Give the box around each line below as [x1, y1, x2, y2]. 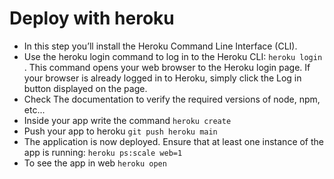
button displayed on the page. [23, 82, 148, 94]
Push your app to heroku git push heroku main [23, 125, 218, 137]
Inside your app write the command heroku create [23, 114, 232, 126]
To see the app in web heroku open [23, 157, 167, 169]
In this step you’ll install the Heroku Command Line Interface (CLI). [23, 40, 298, 52]
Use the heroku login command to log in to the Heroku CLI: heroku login [23, 50, 323, 62]
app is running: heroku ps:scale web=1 [23, 146, 183, 158]
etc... [23, 103, 46, 116]
